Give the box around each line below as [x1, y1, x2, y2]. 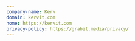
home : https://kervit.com [6, 20, 72, 26]
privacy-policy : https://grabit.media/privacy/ [6, 25, 130, 32]
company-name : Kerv [6, 8, 56, 15]
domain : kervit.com [6, 14, 56, 20]
